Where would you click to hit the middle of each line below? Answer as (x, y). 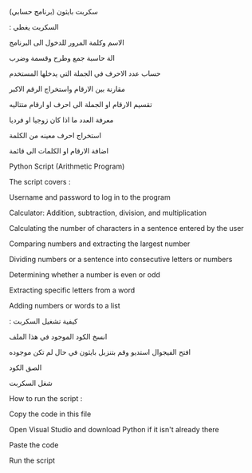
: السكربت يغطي (34, 27)
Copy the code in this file (50, 414)
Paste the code (34, 445)
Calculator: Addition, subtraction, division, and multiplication (108, 213)
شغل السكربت (31, 383)
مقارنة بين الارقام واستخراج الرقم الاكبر (67, 89)
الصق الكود (26, 368)
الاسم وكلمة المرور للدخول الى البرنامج (67, 42)
